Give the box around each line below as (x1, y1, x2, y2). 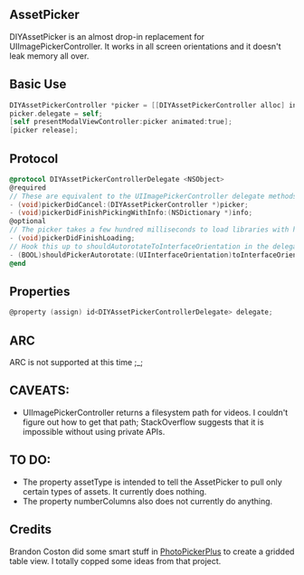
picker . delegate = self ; (9, 108, 103, 118)
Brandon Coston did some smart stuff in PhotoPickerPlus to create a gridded (9, 546, 295, 557)
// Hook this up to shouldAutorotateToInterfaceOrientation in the (9, 241, 270, 251)
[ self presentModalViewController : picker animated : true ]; (9, 118, 233, 127)
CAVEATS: (9, 383, 70, 399)
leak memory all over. (9, 50, 90, 61)
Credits (9, 522, 52, 537)
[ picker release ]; (9, 126, 79, 135)
